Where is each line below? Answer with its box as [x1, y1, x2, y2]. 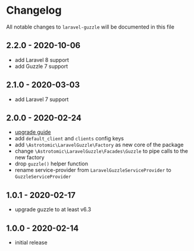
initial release [14, 239, 48, 246]
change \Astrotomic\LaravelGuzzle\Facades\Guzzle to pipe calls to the [14, 148, 189, 155]
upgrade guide [14, 128, 52, 136]
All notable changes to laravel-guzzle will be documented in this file [6, 23, 174, 30]
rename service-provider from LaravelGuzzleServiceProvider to [14, 167, 171, 174]
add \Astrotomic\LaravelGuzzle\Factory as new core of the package [14, 141, 184, 149]
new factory [14, 154, 45, 161]
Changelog [6, 4, 62, 17]
